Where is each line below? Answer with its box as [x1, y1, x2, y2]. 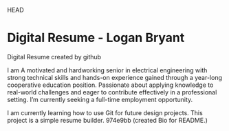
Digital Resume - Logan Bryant [7, 30, 185, 46]
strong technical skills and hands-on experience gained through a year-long [7, 73, 222, 81]
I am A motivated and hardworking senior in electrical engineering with [7, 65, 208, 74]
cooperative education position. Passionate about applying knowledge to [7, 81, 214, 89]
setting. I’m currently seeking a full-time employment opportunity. [7, 95, 193, 103]
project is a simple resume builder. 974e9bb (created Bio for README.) [7, 116, 208, 124]
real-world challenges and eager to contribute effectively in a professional [7, 88, 217, 96]
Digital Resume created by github [7, 52, 102, 61]
